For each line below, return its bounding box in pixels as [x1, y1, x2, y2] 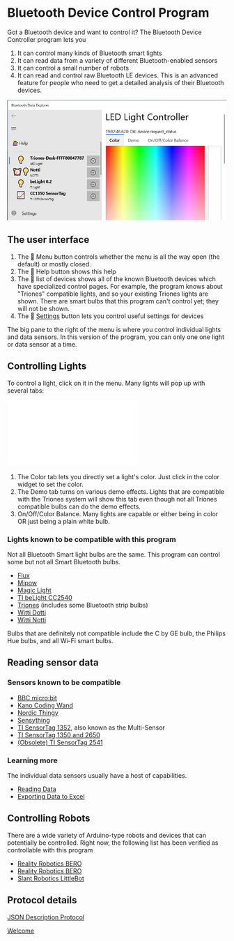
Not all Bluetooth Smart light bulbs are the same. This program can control [7, 550, 221, 559]
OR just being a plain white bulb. [17, 517, 110, 525]
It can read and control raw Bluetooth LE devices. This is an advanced [17, 71, 218, 80]
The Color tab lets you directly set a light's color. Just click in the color [17, 472, 220, 481]
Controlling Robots [7, 813, 91, 825]
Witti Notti [17, 615, 47, 624]
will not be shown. [17, 304, 70, 313]
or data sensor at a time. [7, 340, 77, 348]
